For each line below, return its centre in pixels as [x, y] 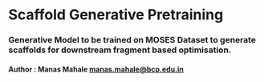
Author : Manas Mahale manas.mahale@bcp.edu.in [96, 69]
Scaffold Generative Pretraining [116, 15]
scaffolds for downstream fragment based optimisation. [120, 50]
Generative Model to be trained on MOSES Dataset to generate [132, 40]
